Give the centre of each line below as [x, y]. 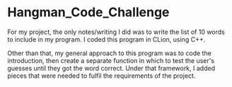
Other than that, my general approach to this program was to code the [110, 53]
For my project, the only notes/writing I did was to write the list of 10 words [116, 32]
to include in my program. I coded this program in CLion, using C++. [106, 39]
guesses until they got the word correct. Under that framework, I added [111, 68]
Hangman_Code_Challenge [88, 12]
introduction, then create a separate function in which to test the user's [111, 60]
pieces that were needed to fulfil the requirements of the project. [101, 76]
